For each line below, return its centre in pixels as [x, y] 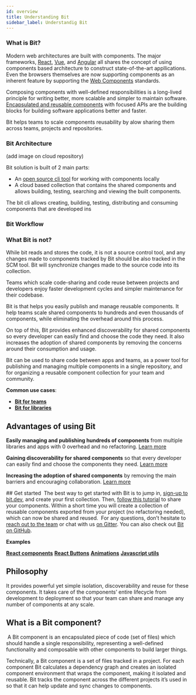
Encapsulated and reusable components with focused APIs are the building [97, 104]
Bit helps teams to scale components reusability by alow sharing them [90, 122]
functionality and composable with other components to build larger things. [97, 649]
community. [20, 379]
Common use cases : [31, 390]
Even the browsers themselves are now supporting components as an [90, 74]
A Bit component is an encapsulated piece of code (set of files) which [91, 637]
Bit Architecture [29, 143]
